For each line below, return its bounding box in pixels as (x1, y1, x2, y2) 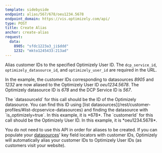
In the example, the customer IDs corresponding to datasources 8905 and (5, 76, 154, 82)
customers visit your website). (5, 142, 66, 148)
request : (5, 35, 23, 40)
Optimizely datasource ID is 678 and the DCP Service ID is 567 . (5, 87, 132, 93)
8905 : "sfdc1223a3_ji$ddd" (14, 44, 69, 49)
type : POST (5, 21, 27, 26)
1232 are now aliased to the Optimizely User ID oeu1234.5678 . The (5, 81, 139, 87)
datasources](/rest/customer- (91, 102, 151, 107)
